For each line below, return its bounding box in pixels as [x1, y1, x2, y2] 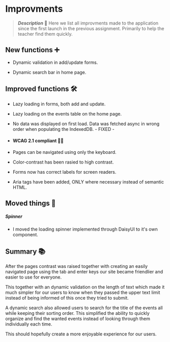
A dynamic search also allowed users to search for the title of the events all [5, 305, 163, 311]
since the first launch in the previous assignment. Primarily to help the [17, 25, 164, 31]
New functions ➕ [5, 45, 60, 54]
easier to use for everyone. [5, 274, 62, 280]
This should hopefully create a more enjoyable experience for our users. [5, 331, 157, 337]
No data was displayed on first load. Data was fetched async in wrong [12, 121, 160, 127]
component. [12, 232, 38, 238]
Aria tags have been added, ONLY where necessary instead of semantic [12, 178, 164, 185]
